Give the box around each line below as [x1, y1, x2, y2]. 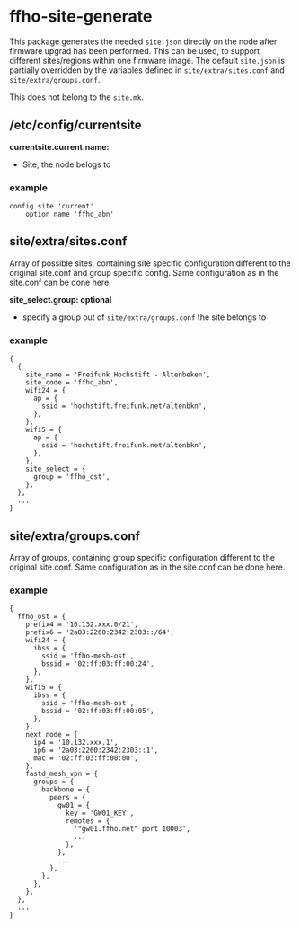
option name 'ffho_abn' [25, 209, 115, 219]
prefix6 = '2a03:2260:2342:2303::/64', [25, 628, 175, 637]
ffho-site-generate [9, 6, 153, 27]
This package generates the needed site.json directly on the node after [9, 36, 278, 47]
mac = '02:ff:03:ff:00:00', [32, 754, 139, 763]
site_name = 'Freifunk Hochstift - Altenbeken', [25, 370, 211, 379]
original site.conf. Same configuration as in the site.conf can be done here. [9, 561, 286, 572]
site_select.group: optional [9, 294, 112, 305]
